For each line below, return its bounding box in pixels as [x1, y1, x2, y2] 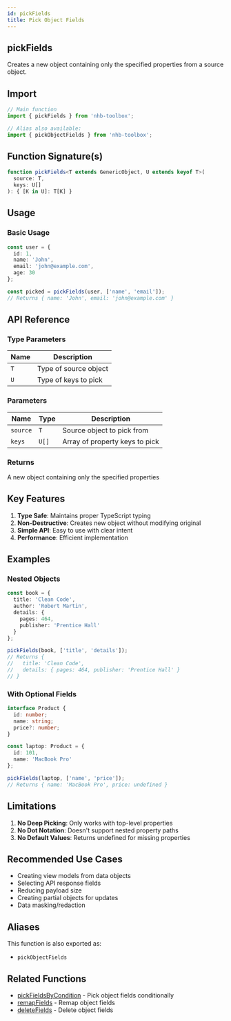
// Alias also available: [7, 125, 81, 132]
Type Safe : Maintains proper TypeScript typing [17, 511, 151, 519]
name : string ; [13, 718, 54, 725]
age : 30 [13, 269, 36, 276]
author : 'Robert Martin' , [13, 602, 88, 610]
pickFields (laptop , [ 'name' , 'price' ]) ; [7, 774, 125, 781]
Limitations [7, 801, 57, 812]
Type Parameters [7, 334, 66, 344]
